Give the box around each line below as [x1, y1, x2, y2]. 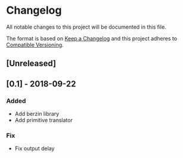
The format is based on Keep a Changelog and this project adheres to [6, 35, 178, 42]
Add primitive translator [14, 117, 73, 124]
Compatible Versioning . [6, 41, 64, 48]
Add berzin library [14, 110, 60, 117]
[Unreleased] [6, 58, 57, 69]
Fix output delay [14, 145, 55, 152]
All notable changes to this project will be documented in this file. [6, 23, 167, 30]
